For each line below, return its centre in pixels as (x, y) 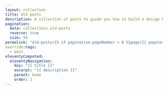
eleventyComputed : (24, 56)
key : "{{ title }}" (34, 65)
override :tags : (21, 47)
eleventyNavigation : (31, 61)
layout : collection (25, 10)
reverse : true (24, 33)
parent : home (28, 75)
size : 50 (19, 38)
